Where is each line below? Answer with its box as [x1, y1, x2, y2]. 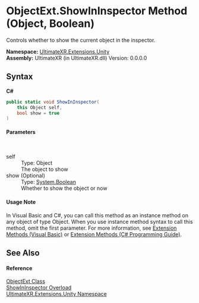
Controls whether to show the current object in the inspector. [6, 36, 156, 43]
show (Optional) [6, 172, 46, 179]
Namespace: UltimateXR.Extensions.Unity [6, 48, 110, 55]
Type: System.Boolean [21, 179, 76, 186]
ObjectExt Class [6, 278, 46, 285]
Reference [6, 264, 33, 271]
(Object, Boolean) [6, 17, 95, 30]
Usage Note [6, 198, 36, 206]
